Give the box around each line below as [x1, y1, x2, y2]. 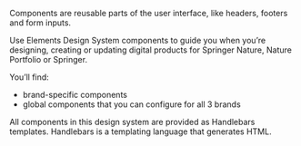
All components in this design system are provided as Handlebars [9, 117, 256, 127]
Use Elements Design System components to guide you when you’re [9, 35, 266, 45]
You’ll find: [9, 72, 50, 83]
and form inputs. [9, 17, 71, 28]
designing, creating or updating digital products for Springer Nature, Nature [9, 44, 293, 55]
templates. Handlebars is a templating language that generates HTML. [9, 126, 272, 137]
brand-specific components [22, 90, 127, 100]
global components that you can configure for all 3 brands [22, 99, 241, 110]
